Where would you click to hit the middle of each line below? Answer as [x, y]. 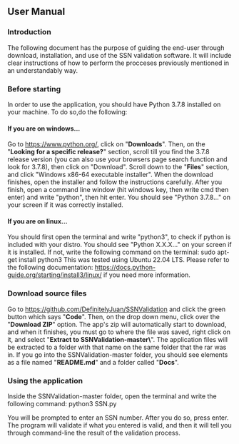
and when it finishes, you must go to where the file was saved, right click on [119, 332]
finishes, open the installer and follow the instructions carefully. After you [115, 182]
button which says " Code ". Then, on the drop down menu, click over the [113, 316]
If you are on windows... [44, 128]
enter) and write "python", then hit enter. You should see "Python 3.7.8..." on [119, 197]
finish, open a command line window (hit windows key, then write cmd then [118, 190]
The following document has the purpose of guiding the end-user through [116, 47]
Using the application [45, 380]
